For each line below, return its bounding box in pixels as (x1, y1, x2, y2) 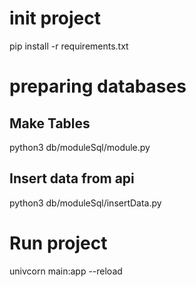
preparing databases (9, 75, 187, 98)
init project (9, 7, 102, 30)
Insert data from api (9, 170, 135, 187)
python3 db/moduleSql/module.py (9, 141, 151, 153)
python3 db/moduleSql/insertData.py (9, 197, 162, 209)
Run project (9, 232, 108, 254)
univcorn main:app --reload (9, 265, 123, 277)
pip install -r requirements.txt (9, 40, 129, 52)
